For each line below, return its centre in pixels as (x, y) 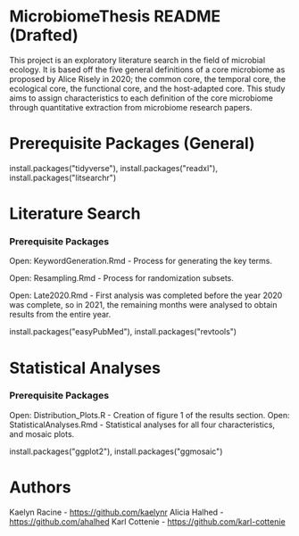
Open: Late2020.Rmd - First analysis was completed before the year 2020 (146, 295)
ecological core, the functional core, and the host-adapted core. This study (147, 88)
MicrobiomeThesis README (115, 16)
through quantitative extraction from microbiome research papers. (131, 107)
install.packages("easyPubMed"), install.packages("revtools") (123, 332)
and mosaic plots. (42, 433)
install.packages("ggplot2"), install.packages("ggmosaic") (116, 451)
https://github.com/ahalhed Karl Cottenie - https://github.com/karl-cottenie (147, 521)
